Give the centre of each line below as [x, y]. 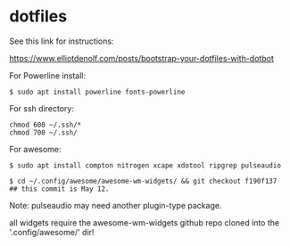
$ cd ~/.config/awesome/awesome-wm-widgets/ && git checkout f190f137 [143, 181]
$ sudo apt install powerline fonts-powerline [97, 92]
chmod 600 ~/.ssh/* [46, 125]
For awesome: [35, 149]
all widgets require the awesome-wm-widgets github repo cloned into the [144, 222]
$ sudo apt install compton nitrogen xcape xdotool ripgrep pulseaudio [145, 165]
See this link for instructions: [62, 41]
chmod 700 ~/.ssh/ [43, 132]
